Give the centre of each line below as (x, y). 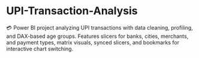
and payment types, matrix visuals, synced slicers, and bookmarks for (93, 42)
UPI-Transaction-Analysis (72, 11)
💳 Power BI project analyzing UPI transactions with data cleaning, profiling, (99, 27)
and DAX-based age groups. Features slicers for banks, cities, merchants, (97, 36)
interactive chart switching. (40, 49)
